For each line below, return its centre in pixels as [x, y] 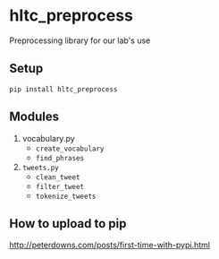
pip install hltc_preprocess [63, 89]
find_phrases [60, 158]
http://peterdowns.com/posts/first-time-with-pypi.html [109, 245]
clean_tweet [58, 177]
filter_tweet [60, 186]
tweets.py [41, 168]
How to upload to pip [68, 224]
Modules [34, 117]
